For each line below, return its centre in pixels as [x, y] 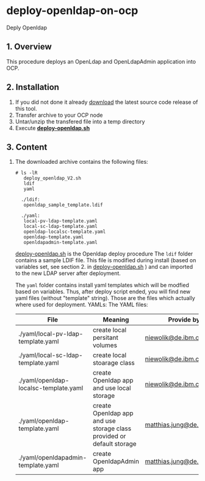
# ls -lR [26, 173]
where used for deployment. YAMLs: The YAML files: [81, 305]
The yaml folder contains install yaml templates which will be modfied [102, 285]
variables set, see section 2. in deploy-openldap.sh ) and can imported [104, 267]
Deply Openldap [27, 28]
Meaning [116, 320]
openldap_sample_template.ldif [63, 205]
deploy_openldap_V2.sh [52, 178]
